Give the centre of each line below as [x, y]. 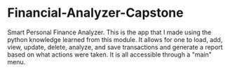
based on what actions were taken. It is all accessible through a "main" [109, 55]
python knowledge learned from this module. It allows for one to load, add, [115, 39]
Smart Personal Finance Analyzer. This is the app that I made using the [109, 32]
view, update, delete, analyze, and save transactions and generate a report [115, 47]
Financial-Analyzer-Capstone [95, 13]
